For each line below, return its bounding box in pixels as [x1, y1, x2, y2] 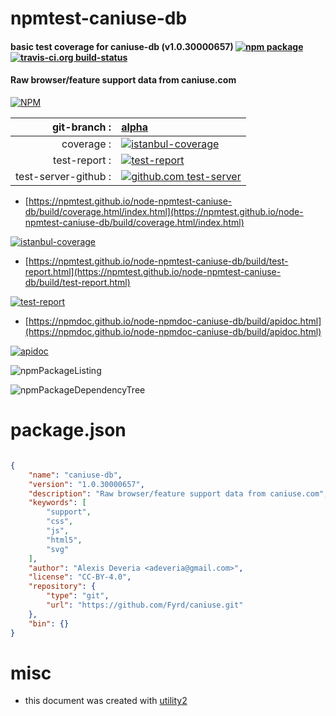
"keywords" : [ [28, 498, 87, 508]
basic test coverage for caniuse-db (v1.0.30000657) [10, 40, 234, 52]
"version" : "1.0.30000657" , [28, 479, 145, 489]
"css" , [46, 517, 74, 527]
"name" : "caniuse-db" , [28, 470, 123, 480]
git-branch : [51, 120, 112, 134]
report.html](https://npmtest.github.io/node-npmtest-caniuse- [24, 265, 282, 277]
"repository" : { [28, 582, 97, 592]
